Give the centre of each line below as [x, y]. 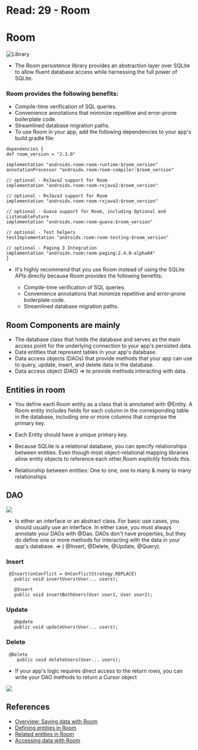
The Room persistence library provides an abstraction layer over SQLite [102, 65]
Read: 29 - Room [48, 10]
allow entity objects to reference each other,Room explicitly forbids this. [103, 459]
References [28, 707]
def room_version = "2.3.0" [41, 154]
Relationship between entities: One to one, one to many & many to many [103, 470]
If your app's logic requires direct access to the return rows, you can [99, 671]
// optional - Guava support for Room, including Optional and [86, 212]
